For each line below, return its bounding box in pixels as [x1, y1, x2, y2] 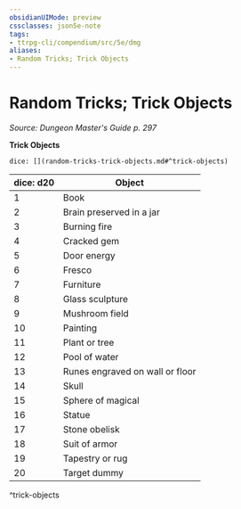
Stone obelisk [62, 423, 120, 435]
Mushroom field [62, 307, 129, 319]
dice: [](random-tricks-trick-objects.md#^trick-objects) [9, 157, 229, 166]
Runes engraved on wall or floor [62, 365, 197, 377]
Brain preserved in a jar [62, 206, 160, 218]
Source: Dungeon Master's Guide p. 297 [9, 122, 157, 133]
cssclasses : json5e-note [9, 21, 101, 30]
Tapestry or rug [62, 452, 128, 464]
